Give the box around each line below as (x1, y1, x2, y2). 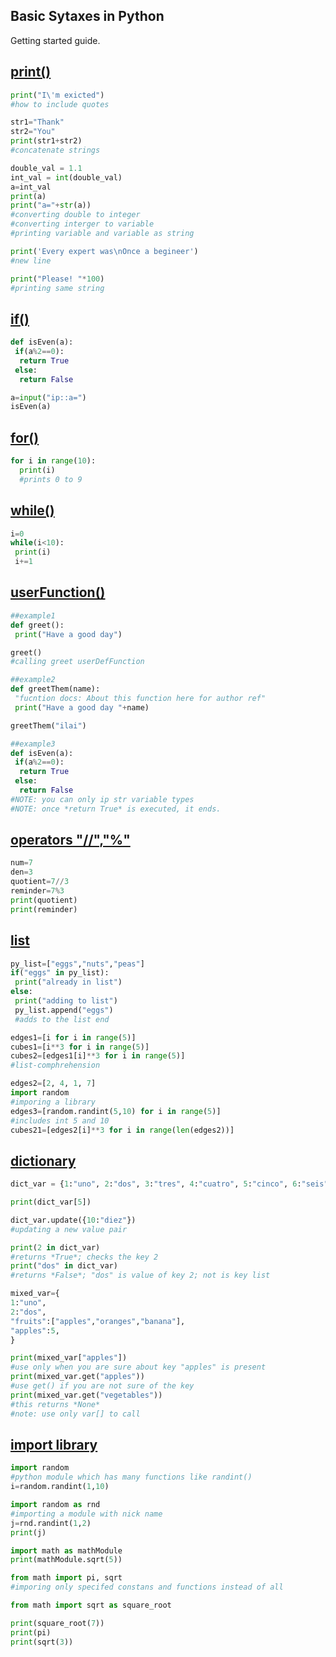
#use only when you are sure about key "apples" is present (10, 1362, 267, 1373)
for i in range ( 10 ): (10, 456, 97, 466)
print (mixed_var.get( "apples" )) (10, 1372, 145, 1382)
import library (10, 1436, 98, 1453)
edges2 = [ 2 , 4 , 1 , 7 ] (10, 1079, 97, 1089)
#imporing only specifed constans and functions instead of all (10, 1582, 284, 1593)
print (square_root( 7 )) (10, 1618, 105, 1628)
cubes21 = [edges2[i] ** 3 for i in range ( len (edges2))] (10, 1125, 235, 1135)
